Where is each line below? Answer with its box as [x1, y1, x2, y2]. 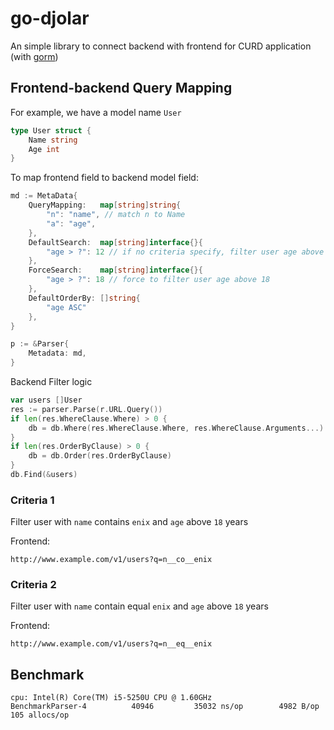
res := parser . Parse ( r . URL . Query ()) [10, 404, 163, 414]
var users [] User [10, 395, 83, 405]
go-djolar [10, 7, 90, 30]
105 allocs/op [10, 710, 70, 721]
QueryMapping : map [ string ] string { [28, 200, 182, 211]
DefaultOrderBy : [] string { [28, 293, 141, 303]
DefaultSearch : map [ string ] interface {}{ [28, 237, 203, 247]
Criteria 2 [10, 578, 57, 592]
